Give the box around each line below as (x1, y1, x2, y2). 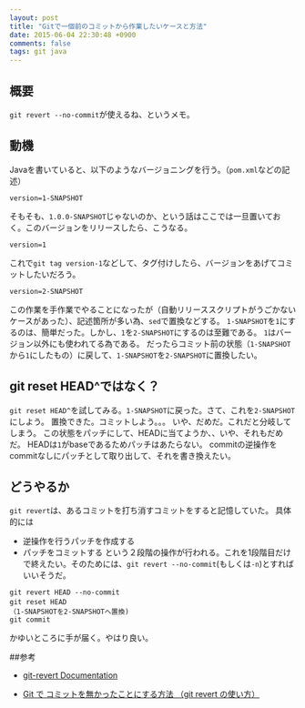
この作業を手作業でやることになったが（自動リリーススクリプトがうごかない (9, 304, 297, 315)
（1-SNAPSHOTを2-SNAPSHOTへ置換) (9, 607, 129, 617)
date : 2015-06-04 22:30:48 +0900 (9, 30, 137, 39)
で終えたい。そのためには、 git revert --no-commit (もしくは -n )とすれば (22, 559, 294, 570)
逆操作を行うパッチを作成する (22, 536, 135, 547)
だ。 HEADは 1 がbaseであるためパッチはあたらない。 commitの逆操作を (9, 439, 278, 450)
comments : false (9, 38, 71, 48)
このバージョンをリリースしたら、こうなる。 (25, 222, 193, 233)
